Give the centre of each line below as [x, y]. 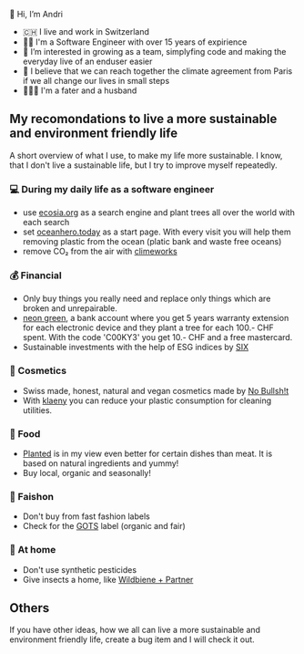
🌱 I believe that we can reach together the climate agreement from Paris [157, 71]
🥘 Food [25, 433]
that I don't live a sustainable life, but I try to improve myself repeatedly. [143, 165]
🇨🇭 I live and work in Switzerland [86, 31]
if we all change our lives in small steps [96, 81]
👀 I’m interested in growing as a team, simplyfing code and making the [154, 52]
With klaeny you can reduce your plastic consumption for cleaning [147, 400]
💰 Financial [35, 275]
